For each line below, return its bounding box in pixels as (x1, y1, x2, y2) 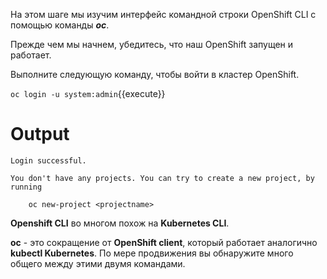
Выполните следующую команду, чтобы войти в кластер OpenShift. (10, 69, 300, 80)
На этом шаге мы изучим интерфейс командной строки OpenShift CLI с (10, 9, 317, 20)
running (10, 182, 43, 192)
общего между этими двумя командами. (10, 257, 186, 269)
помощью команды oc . (10, 19, 110, 31)
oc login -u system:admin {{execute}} (10, 88, 166, 99)
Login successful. (10, 155, 87, 166)
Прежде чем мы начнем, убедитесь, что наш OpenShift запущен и (10, 39, 294, 50)
